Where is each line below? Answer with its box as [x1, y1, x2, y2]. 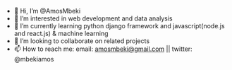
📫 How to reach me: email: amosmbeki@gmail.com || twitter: [13, 45, 193, 53]
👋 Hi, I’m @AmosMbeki [13, 7, 81, 15]
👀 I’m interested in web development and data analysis [13, 14, 173, 23]
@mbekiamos [13, 55, 54, 63]
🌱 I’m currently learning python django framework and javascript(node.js [13, 22, 225, 30]
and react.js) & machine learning [13, 29, 109, 37]
